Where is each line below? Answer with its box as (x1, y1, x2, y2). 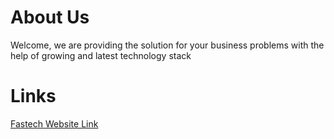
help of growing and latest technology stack (10, 49, 192, 61)
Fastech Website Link (10, 117, 99, 130)
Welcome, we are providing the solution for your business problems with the (10, 39, 325, 51)
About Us (10, 6, 90, 29)
